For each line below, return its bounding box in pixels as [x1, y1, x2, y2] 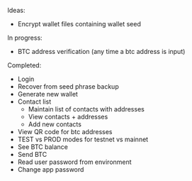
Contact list [17, 97, 52, 106]
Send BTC [17, 150, 47, 158]
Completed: [7, 61, 42, 70]
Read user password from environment [17, 158, 132, 166]
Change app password [17, 165, 84, 173]
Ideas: [7, 6, 26, 14]
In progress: [7, 33, 43, 42]
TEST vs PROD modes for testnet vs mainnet [17, 135, 149, 143]
